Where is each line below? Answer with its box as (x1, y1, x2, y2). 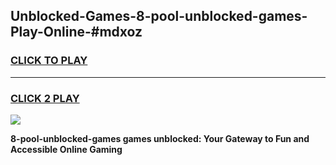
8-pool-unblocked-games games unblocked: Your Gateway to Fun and (10, 132, 310, 144)
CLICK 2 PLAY (10, 91, 80, 105)
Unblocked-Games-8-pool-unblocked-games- (10, 8, 308, 25)
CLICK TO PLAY (10, 54, 88, 68)
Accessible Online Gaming (10, 143, 123, 155)
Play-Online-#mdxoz (10, 24, 143, 41)
